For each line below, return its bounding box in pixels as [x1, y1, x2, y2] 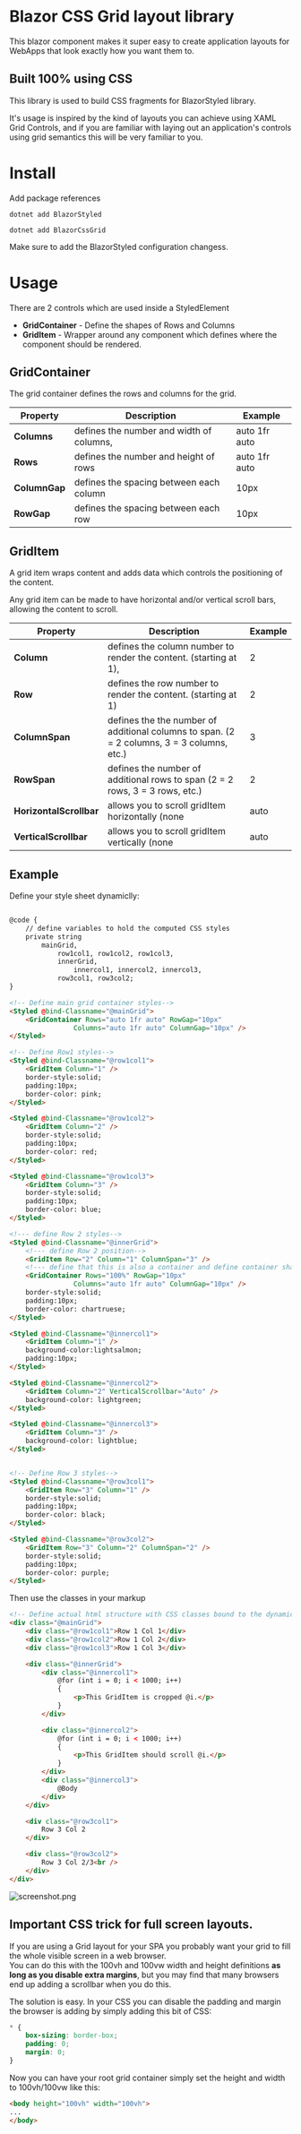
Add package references [9, 193, 101, 203]
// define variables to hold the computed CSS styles [25, 924, 230, 933]
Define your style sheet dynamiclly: [9, 891, 140, 901]
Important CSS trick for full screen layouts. [9, 1917, 254, 1932]
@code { [9, 916, 39, 925]
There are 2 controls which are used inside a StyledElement [9, 302, 230, 313]
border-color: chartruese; [25, 1304, 126, 1313]
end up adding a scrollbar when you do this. [9, 1978, 172, 1990]
